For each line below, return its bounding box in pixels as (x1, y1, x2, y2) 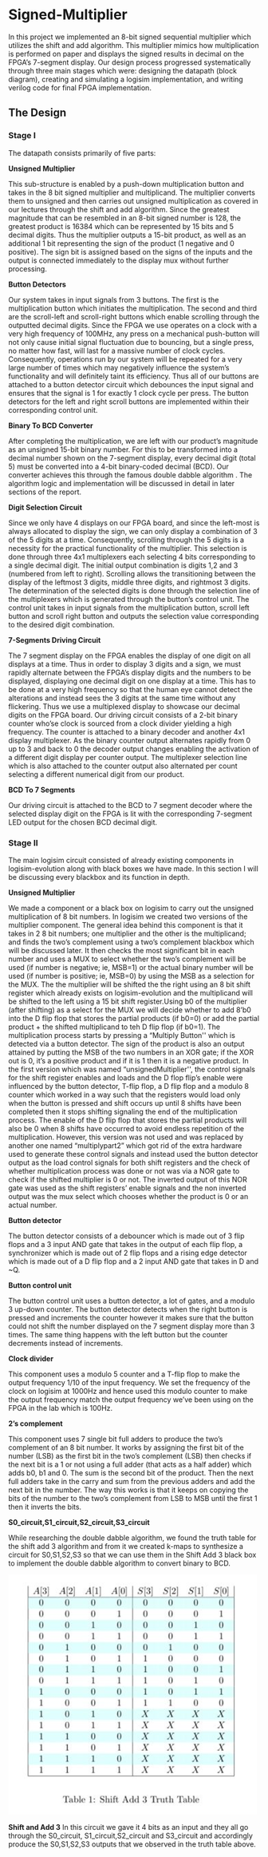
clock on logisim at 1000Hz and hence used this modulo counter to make (8, 1386, 248, 1396)
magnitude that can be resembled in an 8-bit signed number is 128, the (8, 213, 242, 223)
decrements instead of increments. (8, 1338, 124, 1348)
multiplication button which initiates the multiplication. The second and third (8, 303, 258, 313)
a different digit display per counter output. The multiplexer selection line (8, 752, 247, 762)
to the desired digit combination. (8, 620, 115, 629)
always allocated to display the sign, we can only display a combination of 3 (8, 526, 258, 536)
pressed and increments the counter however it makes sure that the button (8, 1313, 254, 1322)
